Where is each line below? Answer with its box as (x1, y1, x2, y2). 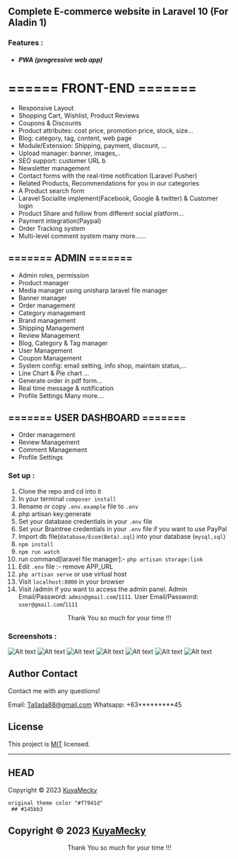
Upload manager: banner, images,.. (18, 149, 121, 157)
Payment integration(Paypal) (18, 216, 102, 225)
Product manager (18, 278, 69, 287)
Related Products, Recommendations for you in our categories (18, 178, 200, 187)
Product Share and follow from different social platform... (18, 209, 184, 217)
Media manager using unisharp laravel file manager (18, 286, 168, 295)
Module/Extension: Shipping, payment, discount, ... (18, 141, 167, 149)
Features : (8, 38, 44, 48)
